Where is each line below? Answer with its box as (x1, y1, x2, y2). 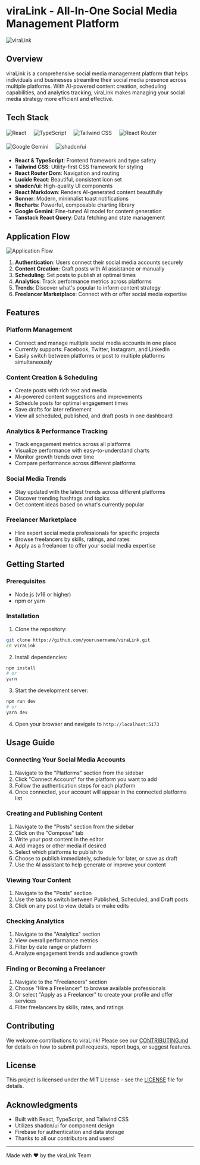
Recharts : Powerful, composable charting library (14, 201, 135, 208)
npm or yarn (14, 597, 45, 604)
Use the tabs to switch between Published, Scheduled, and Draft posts (14, 896, 189, 903)
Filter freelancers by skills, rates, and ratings (14, 1003, 124, 1010)
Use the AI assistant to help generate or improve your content (14, 861, 166, 868)
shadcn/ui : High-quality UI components (14, 182, 113, 189)
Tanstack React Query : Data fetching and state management (14, 214, 165, 222)
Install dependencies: (14, 653, 68, 660)
